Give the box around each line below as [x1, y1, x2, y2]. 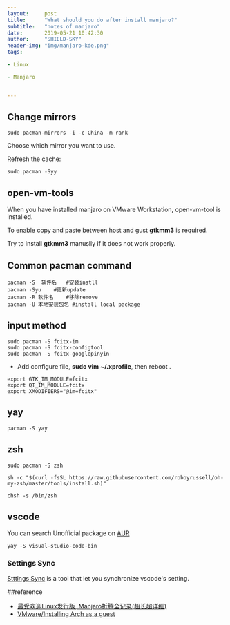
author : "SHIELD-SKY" [7, 36, 82, 43]
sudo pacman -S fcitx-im [7, 338, 79, 345]
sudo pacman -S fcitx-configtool [7, 344, 104, 351]
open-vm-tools [7, 187, 74, 199]
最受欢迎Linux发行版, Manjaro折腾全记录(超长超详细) [17, 602, 167, 610]
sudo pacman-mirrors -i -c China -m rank [7, 129, 128, 137]
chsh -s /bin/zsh [7, 492, 57, 499]
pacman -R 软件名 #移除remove [7, 294, 98, 301]
